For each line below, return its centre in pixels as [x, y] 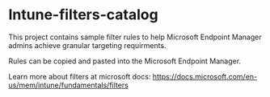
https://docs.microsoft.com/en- [205, 76]
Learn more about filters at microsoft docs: [80, 76]
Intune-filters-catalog [84, 15]
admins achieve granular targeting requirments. [88, 45]
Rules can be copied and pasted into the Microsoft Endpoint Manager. [124, 61]
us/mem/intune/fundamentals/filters [69, 85]
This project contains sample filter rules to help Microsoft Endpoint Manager [135, 37]
